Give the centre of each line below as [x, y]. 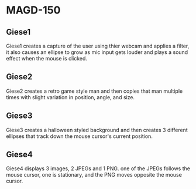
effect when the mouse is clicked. [47, 58]
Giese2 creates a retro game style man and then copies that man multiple [94, 91]
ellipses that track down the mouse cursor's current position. [80, 136]
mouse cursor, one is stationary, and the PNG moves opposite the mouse [94, 175]
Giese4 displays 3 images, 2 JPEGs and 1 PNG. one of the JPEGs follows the [98, 168]
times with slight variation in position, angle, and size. [71, 97]
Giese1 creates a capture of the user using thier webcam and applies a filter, [98, 46]
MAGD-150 [33, 10]
